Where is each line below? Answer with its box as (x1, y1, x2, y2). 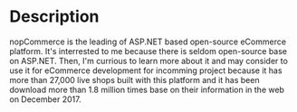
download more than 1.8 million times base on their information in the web (9, 84, 285, 95)
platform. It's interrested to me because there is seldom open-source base (9, 45, 288, 56)
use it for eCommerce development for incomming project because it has (9, 65, 283, 76)
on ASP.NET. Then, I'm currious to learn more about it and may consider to (9, 55, 288, 66)
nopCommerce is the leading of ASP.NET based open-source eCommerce (9, 36, 287, 47)
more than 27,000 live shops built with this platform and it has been (9, 74, 260, 85)
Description (9, 6, 100, 27)
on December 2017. (9, 93, 81, 105)
